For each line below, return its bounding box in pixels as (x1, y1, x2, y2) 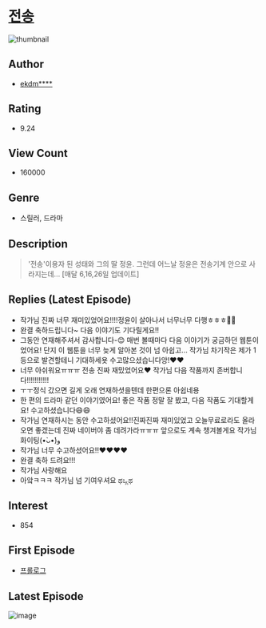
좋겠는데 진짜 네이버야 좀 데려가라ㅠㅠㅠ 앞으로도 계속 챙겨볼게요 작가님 (34, 425, 257, 435)
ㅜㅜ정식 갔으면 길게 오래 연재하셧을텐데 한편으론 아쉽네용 (19, 385, 200, 395)
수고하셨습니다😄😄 (30, 405, 90, 415)
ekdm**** (19, 78, 54, 88)
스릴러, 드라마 (19, 213, 64, 223)
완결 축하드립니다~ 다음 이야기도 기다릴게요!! (19, 325, 160, 335)
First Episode (8, 544, 76, 558)
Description (8, 237, 68, 251)
